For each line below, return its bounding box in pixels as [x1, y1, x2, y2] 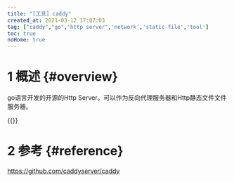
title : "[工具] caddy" [7, 10, 72, 18]
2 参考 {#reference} [7, 143, 124, 159]
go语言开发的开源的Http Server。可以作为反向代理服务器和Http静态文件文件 [7, 93, 227, 102]
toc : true [7, 30, 37, 37]
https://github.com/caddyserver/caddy [7, 167, 120, 175]
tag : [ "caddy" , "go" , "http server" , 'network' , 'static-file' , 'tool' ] [7, 23, 209, 30]
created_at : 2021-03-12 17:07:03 [7, 17, 105, 24]
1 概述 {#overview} [7, 69, 118, 85]
